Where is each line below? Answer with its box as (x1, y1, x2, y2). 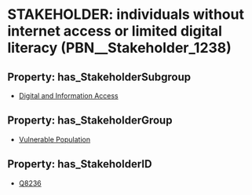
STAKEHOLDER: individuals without (7, 6, 245, 24)
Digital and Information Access (18, 91, 119, 100)
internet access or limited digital (7, 22, 223, 40)
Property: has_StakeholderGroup (7, 114, 173, 127)
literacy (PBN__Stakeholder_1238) (7, 39, 232, 57)
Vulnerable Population (18, 134, 91, 144)
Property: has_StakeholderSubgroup (7, 70, 192, 83)
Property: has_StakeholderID (7, 157, 152, 171)
